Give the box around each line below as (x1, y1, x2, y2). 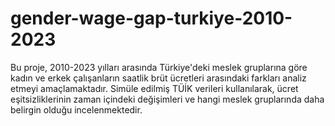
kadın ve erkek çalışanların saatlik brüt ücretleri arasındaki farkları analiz (10, 72, 307, 84)
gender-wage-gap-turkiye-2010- (10, 7, 293, 30)
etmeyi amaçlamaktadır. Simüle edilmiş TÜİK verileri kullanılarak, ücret (10, 82, 299, 94)
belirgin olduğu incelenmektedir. (10, 103, 143, 116)
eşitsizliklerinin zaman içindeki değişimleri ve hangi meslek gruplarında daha (10, 93, 325, 105)
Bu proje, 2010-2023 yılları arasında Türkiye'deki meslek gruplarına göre (10, 61, 308, 73)
